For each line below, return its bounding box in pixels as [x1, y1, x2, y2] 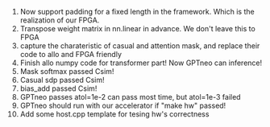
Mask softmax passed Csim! [19, 67, 114, 76]
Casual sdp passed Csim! [19, 76, 105, 84]
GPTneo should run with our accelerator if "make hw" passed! [19, 100, 226, 110]
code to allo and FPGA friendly [19, 50, 123, 59]
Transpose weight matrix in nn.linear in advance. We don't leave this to [19, 24, 255, 33]
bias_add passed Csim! [19, 84, 98, 93]
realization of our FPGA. [19, 15, 100, 25]
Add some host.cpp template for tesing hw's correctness [19, 109, 210, 119]
